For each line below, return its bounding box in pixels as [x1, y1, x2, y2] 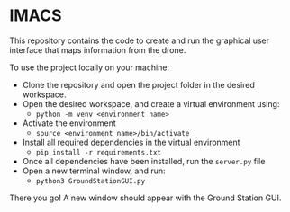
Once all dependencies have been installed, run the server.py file [22, 155, 266, 166]
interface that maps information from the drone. [9, 44, 186, 55]
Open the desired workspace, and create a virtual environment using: [22, 98, 280, 109]
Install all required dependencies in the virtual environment [22, 137, 240, 147]
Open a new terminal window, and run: [22, 165, 166, 176]
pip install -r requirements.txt [35, 147, 162, 157]
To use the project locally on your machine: [9, 62, 169, 73]
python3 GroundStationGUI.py [35, 176, 146, 185]
